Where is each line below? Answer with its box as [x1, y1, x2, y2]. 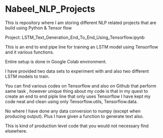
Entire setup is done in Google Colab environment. [5, 58, 107, 64]
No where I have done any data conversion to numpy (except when [5, 108, 141, 114]
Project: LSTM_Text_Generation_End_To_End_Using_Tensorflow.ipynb [5, 34, 145, 40]
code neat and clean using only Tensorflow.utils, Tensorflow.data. [5, 98, 138, 104]
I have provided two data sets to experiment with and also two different [5, 68, 149, 74]
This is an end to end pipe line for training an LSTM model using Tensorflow [5, 44, 159, 50]
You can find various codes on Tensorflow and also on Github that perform [5, 83, 156, 89]
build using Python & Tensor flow [5, 25, 72, 30]
